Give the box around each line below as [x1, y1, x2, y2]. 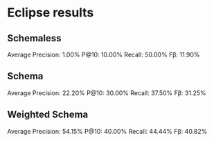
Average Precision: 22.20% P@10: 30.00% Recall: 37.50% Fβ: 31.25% [7, 88, 206, 97]
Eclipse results [7, 5, 94, 21]
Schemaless [7, 32, 62, 44]
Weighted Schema [7, 109, 89, 121]
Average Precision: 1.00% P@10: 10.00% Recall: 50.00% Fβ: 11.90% [7, 50, 200, 59]
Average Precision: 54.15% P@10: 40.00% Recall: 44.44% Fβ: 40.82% [7, 127, 208, 135]
